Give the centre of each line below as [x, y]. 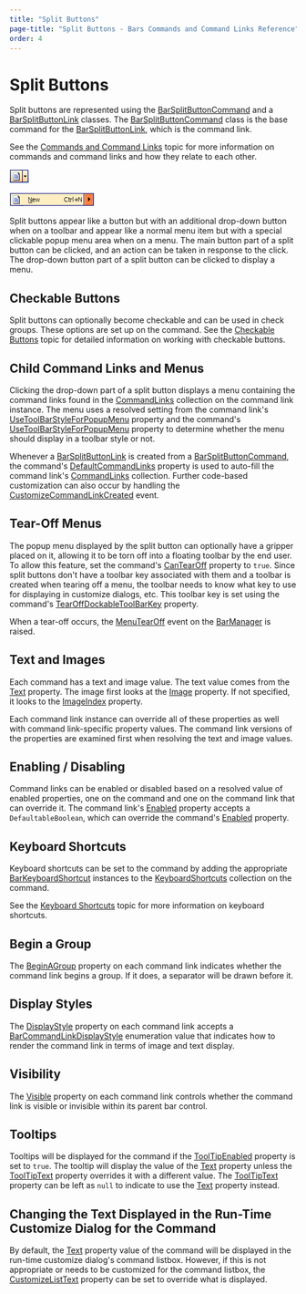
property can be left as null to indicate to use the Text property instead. [145, 1185]
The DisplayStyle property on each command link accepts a [122, 1026]
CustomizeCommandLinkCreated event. [84, 495]
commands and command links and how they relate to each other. [133, 157]
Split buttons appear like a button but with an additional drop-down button [148, 221]
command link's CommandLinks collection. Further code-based [129, 475]
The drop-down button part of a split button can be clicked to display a [143, 260]
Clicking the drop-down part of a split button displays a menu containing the [153, 390]
